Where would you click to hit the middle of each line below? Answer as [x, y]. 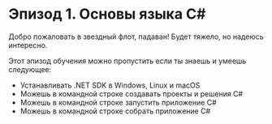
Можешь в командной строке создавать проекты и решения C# [132, 93]
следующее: [30, 69]
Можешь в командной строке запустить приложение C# [118, 102]
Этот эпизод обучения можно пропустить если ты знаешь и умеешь [127, 61]
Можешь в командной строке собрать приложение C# [115, 111]
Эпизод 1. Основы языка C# [107, 14]
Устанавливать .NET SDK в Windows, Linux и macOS [110, 85]
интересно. [28, 45]
